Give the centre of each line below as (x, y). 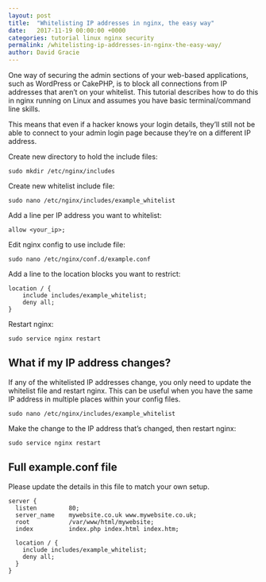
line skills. (24, 109)
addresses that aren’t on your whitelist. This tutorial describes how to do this (133, 92)
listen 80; (48, 508)
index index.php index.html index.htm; (97, 529)
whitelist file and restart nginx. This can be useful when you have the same (131, 390)
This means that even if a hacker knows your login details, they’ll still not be (132, 124)
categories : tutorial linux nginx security (81, 38)
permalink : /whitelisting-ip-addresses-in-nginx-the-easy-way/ (115, 45)
